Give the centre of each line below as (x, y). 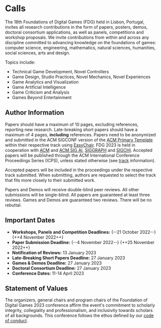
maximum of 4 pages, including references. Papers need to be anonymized (80, 134)
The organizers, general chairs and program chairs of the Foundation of (76, 300)
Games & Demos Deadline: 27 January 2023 (57, 263)
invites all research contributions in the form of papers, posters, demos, (76, 27)
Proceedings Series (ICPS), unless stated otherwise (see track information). (80, 160)
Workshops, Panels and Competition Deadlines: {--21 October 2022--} (84, 232)
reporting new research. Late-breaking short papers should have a (71, 130)
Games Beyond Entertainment (42, 97)
